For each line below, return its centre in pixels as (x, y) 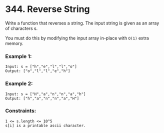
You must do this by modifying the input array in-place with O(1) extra (77, 38)
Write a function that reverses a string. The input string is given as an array (82, 23)
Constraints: (21, 111)
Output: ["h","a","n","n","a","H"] (42, 98)
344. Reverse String (47, 9)
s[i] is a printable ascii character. (45, 125)
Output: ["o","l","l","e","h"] (38, 71)
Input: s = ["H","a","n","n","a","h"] (45, 94)
